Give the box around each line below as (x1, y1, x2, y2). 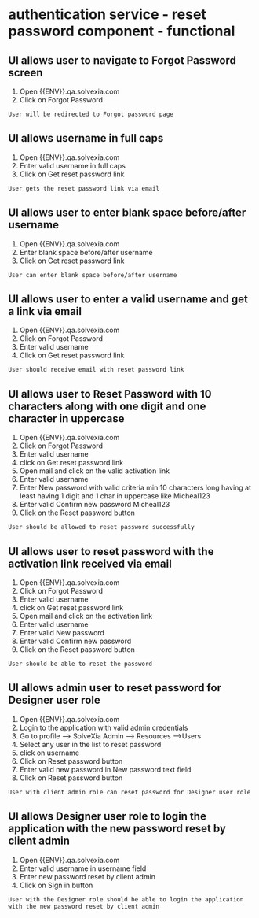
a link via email (8, 305, 82, 318)
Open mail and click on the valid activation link (19, 466, 170, 476)
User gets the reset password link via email (8, 184, 159, 192)
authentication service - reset (8, 6, 206, 24)
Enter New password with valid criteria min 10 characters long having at (19, 483, 252, 493)
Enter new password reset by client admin (19, 872, 155, 881)
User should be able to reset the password (8, 660, 153, 668)
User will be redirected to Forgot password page (8, 110, 174, 118)
